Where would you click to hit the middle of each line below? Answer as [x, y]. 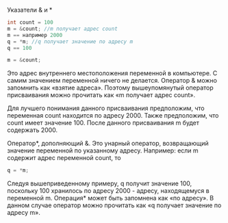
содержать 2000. [33, 130]
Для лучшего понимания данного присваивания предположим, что [106, 108]
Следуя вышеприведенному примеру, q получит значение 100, [100, 183]
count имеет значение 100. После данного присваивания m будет [103, 123]
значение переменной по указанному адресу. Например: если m [103, 150]
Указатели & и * [30, 10]
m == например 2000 [35, 35]
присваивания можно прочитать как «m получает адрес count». [101, 95]
